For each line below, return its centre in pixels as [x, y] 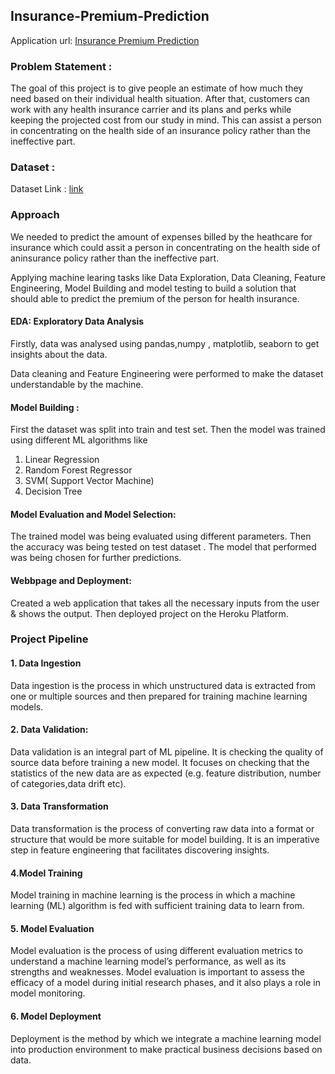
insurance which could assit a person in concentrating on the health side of [165, 247]
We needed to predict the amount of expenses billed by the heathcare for [161, 236]
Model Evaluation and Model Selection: [93, 514]
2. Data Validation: [49, 730]
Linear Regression [62, 460]
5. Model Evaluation [52, 928]
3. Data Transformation [59, 806]
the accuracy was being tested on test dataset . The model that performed [163, 547]
